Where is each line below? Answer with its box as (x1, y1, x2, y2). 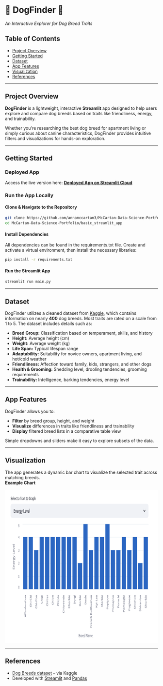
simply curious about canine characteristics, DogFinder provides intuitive (5, 130, 151, 136)
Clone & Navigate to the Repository (5, 204, 77, 210)
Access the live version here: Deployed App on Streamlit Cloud (5, 180, 132, 186)
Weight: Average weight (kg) (12, 341, 70, 346)
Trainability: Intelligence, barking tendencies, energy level (12, 377, 130, 383)
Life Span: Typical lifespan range (12, 346, 79, 352)
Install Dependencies (5, 231, 49, 237)
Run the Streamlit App (5, 268, 50, 274)
